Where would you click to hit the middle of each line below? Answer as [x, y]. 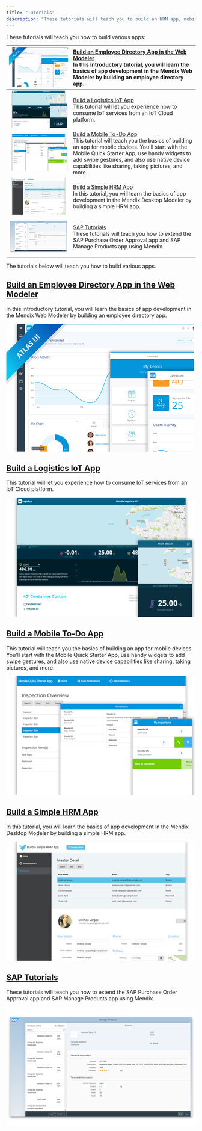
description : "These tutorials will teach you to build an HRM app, [94, 19]
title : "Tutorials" [31, 13]
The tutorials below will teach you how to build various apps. [81, 266]
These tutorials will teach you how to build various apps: [76, 37]
